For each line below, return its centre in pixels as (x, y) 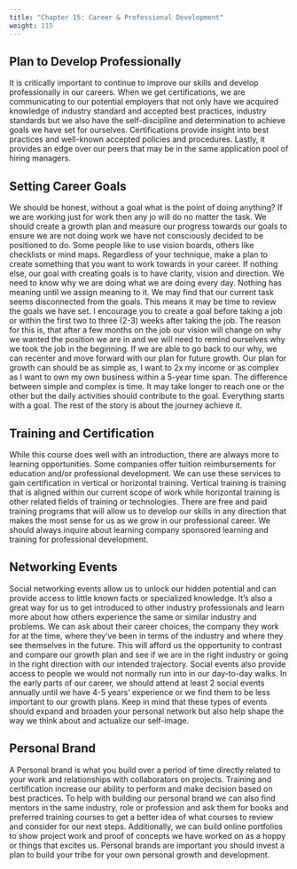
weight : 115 (31, 26)
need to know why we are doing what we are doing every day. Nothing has (145, 283)
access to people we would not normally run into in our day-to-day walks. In (148, 673)
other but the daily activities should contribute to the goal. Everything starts (147, 396)
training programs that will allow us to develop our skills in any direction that (148, 511)
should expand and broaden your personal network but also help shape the (147, 711)
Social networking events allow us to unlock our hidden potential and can (143, 588)
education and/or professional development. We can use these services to (145, 473)
